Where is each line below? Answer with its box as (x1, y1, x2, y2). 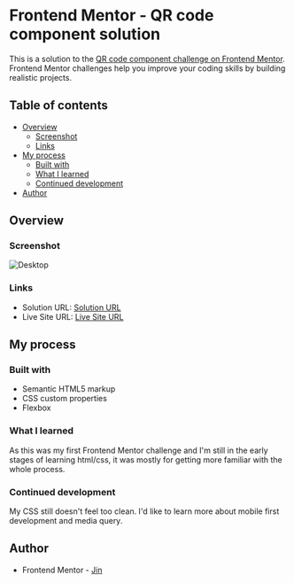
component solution (9, 24, 161, 44)
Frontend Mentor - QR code (9, 5, 214, 26)
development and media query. (9, 516, 123, 526)
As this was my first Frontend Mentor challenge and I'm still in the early (9, 445, 268, 455)
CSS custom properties (21, 393, 108, 404)
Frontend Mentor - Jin (21, 564, 103, 575)
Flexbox (21, 402, 51, 413)
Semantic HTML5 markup (21, 384, 116, 394)
